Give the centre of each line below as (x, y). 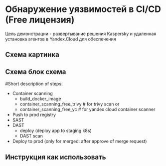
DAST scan (31, 136)
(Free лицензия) (40, 20)
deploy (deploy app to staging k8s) (56, 130)
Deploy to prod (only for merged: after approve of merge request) (80, 141)
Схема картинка (32, 55)
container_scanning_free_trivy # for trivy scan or (70, 104)
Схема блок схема (36, 72)
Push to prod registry (34, 115)
